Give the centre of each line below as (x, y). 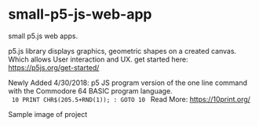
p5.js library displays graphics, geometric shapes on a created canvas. (122, 51)
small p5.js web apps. (43, 36)
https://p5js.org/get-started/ (54, 67)
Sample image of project (48, 114)
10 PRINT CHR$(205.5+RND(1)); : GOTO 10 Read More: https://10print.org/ (131, 99)
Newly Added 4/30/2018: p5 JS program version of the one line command (128, 83)
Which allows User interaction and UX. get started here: (98, 59)
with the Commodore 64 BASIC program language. (90, 90)
